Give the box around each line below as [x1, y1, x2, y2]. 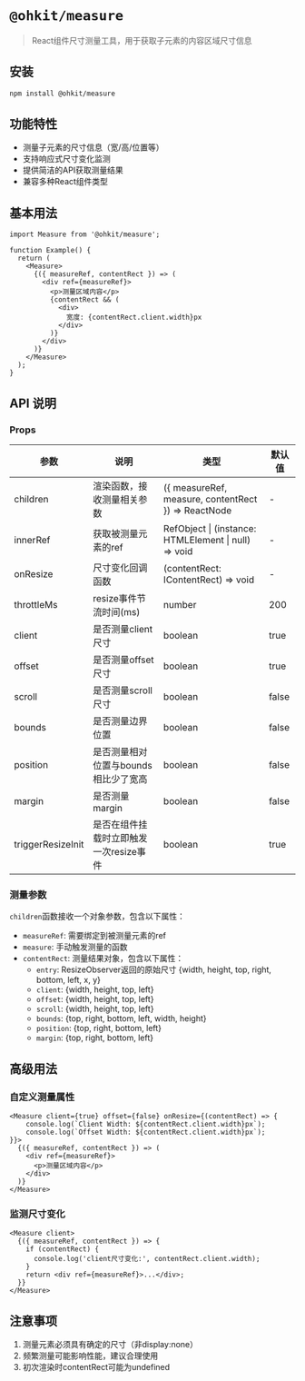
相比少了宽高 [93, 772, 148, 785]
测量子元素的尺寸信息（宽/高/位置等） [22, 142, 164, 153]
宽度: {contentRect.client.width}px [66, 313, 202, 323]
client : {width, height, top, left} [35, 984, 154, 995]
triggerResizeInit [14, 838, 84, 850]
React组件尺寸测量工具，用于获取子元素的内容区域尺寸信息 [31, 35, 252, 45]
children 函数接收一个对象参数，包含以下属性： [9, 911, 186, 922]
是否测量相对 [93, 745, 148, 758]
